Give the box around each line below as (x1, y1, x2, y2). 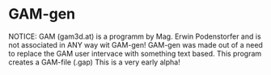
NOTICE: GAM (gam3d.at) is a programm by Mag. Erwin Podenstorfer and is (8, 31, 261, 41)
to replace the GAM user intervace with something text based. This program (8, 48, 262, 58)
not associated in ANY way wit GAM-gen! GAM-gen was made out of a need (8, 40, 263, 49)
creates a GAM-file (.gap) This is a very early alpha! (8, 57, 180, 67)
